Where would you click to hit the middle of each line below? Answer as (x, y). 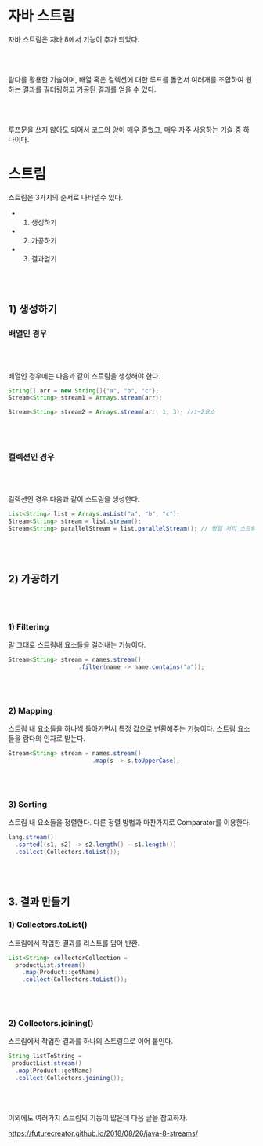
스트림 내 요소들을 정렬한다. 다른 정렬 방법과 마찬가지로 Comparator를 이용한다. (130, 823)
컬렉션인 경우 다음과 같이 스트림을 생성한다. (74, 499)
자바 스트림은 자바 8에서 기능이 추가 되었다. (74, 39)
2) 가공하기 (34, 579)
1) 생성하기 (32, 310)
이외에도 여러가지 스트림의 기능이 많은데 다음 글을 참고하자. (98, 1117)
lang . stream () (31, 838)
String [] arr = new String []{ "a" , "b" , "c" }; (83, 391)
